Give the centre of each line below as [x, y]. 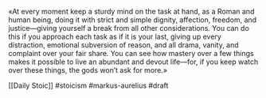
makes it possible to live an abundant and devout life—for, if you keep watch [133, 62]
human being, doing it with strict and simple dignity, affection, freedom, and [133, 20]
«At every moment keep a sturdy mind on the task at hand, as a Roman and [131, 11]
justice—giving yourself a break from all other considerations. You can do [129, 28]
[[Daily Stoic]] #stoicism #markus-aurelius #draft [88, 85]
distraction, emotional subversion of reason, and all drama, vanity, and [123, 45]
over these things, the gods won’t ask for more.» [88, 70]
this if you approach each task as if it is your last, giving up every [115, 36]
